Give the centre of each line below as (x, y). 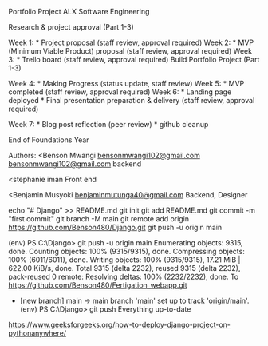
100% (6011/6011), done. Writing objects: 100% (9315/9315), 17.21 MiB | (124, 260)
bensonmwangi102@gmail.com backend (75, 164)
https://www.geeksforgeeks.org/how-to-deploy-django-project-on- (120, 324)
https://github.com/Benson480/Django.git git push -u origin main (115, 227)
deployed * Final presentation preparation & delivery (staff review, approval (132, 100)
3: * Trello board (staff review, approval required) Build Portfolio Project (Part (134, 60)
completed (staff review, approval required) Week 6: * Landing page (120, 92)
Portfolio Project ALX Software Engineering (79, 12)
